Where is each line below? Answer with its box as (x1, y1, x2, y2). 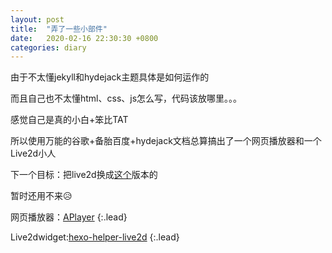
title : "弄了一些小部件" (10, 24, 108, 34)
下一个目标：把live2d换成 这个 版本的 (10, 169, 158, 181)
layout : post (10, 14, 65, 25)
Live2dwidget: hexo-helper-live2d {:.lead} (10, 231, 180, 243)
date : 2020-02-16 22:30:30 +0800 (10, 33, 159, 43)
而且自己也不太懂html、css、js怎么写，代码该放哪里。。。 (10, 92, 243, 105)
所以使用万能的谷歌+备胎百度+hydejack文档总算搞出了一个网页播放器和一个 (10, 135, 322, 147)
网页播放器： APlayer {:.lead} (10, 211, 128, 223)
